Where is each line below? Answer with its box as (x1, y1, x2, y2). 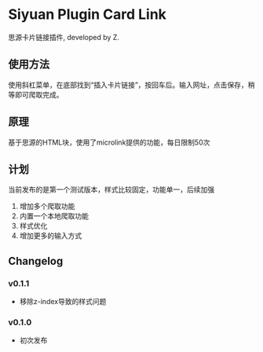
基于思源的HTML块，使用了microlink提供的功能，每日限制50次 (8, 137, 210, 147)
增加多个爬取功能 (19, 202, 75, 211)
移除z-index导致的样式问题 (19, 297, 107, 306)
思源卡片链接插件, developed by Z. (8, 32, 120, 42)
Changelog (8, 254, 64, 268)
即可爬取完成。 (14, 90, 64, 99)
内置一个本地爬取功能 (19, 211, 89, 221)
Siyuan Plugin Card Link (8, 5, 167, 24)
